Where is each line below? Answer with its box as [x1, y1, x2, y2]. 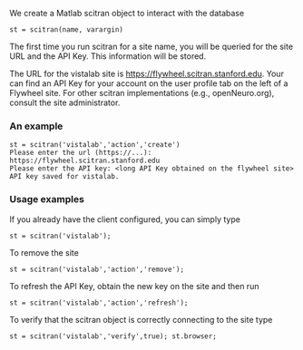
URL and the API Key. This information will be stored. [9, 51, 207, 62]
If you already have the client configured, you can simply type [9, 213, 240, 225]
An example [9, 120, 64, 132]
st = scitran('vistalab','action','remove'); [9, 265, 184, 274]
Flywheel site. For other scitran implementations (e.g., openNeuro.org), [9, 88, 275, 98]
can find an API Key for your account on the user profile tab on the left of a [9, 78, 288, 89]
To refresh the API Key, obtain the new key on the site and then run [9, 280, 259, 291]
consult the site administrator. [9, 97, 121, 108]
